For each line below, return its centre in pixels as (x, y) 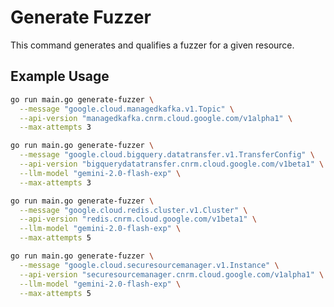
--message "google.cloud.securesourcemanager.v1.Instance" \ (149, 265)
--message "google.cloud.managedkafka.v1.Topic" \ (127, 109)
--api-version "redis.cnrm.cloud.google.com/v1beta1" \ (138, 219)
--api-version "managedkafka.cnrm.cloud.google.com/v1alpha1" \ (156, 118)
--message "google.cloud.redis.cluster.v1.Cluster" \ (133, 210)
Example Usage (60, 76)
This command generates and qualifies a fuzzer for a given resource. (152, 45)
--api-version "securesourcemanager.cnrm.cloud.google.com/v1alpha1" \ (172, 274)
